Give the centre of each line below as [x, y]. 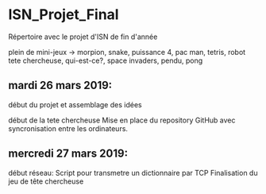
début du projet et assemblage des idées [75, 104]
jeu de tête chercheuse [46, 181]
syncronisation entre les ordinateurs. [68, 128]
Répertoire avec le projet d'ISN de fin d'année [83, 37]
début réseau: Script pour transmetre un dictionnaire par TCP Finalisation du [133, 173]
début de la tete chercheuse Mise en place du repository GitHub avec [122, 120]
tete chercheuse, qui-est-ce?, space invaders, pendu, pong [106, 60]
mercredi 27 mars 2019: [68, 154]
